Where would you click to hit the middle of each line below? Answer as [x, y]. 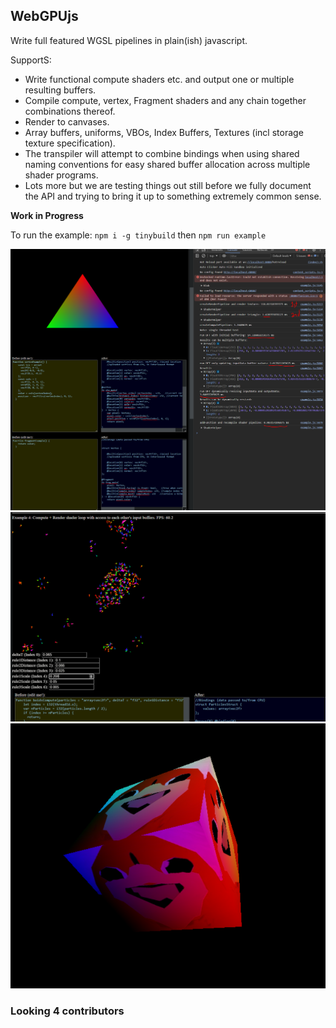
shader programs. [61, 175]
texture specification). [70, 143]
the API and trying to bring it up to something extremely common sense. [173, 196]
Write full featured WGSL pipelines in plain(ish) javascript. [129, 40]
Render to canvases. [67, 121]
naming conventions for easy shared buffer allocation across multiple [167, 164]
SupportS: [31, 60]
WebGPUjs [44, 16]
